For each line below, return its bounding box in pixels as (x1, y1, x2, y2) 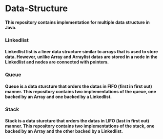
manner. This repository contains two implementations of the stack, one (5, 123, 155, 129)
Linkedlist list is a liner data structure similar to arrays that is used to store (5, 49, 158, 55)
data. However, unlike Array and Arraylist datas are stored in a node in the (5, 54, 158, 60)
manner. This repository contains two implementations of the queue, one (5, 88, 156, 94)
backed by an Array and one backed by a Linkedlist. (5, 94, 112, 99)
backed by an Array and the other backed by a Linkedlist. (5, 128, 123, 134)
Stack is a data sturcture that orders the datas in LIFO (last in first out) (5, 118, 150, 124)
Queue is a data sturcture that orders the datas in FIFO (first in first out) (5, 83, 152, 89)
